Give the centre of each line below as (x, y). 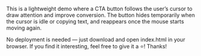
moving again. (24, 28)
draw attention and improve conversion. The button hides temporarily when (101, 15)
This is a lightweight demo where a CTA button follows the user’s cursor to (99, 9)
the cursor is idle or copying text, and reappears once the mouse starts (95, 21)
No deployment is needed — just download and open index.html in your (96, 39)
